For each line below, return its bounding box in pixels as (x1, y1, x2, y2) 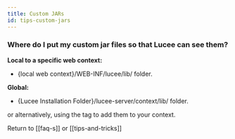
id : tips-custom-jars (7, 17, 71, 24)
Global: (7, 83, 30, 91)
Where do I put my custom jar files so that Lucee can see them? (7, 40, 229, 50)
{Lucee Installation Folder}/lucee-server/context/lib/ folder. (17, 96, 189, 105)
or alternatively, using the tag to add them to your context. (7, 110, 176, 119)
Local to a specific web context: (7, 55, 103, 64)
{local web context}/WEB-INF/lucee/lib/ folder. (17, 69, 153, 78)
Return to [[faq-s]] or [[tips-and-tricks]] (7, 124, 122, 132)
